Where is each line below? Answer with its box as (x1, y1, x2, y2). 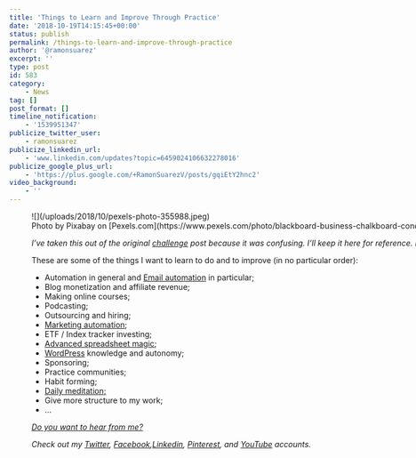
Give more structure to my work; (44, 395, 164, 406)
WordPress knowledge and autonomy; (44, 348, 185, 358)
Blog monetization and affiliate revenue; (44, 282, 191, 292)
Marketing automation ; (44, 319, 128, 330)
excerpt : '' (9, 54, 53, 63)
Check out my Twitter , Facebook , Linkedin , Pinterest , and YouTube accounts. (31, 439, 311, 449)
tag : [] (9, 95, 38, 105)
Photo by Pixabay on (31, 221, 108, 231)
